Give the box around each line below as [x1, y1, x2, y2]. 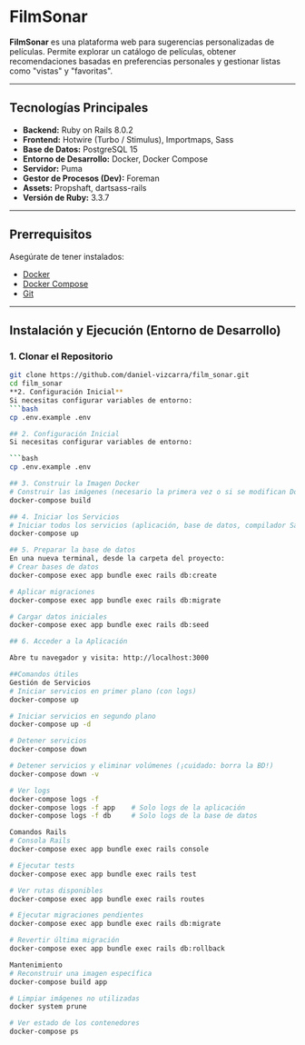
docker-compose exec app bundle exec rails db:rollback [9, 944, 225, 953]
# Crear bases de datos [9, 562, 100, 572]
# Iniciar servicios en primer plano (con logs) [9, 686, 197, 696]
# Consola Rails [9, 836, 71, 846]
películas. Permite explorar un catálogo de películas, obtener [9, 45, 237, 56]
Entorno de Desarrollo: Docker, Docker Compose [22, 153, 209, 164]
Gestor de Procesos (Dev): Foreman [22, 173, 161, 184]
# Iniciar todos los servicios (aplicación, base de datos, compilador [9, 521, 286, 530]
